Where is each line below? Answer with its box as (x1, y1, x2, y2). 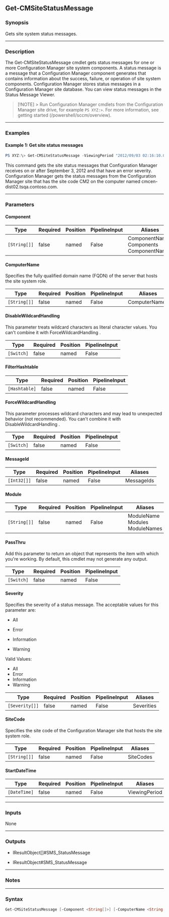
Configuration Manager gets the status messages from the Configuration (5, 173, 156, 179)
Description (5, 48, 35, 55)
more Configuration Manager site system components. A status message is (5, 65, 161, 71)
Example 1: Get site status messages (5, 142, 83, 148)
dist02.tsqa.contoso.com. (5, 184, 58, 190)
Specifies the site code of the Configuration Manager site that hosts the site (5, 727, 162, 733)
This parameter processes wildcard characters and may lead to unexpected (5, 410, 162, 416)
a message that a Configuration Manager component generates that (5, 70, 146, 76)
